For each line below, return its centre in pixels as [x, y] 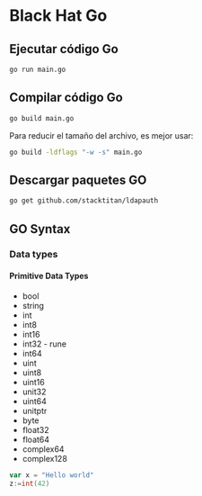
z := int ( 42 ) [30, 483]
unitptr [35, 410]
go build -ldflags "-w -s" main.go [76, 152]
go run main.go [38, 69]
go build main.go [42, 118]
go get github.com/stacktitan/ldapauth [84, 201]
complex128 [44, 458]
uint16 [33, 382]
